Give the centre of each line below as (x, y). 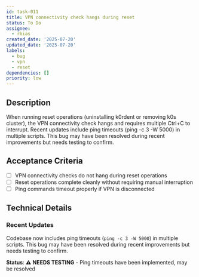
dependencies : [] (28, 73)
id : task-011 (22, 12)
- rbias (21, 34)
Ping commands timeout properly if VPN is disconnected (85, 189)
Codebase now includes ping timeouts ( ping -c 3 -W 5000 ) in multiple (92, 238)
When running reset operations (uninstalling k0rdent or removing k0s (91, 116)
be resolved (21, 269)
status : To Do (24, 23)
